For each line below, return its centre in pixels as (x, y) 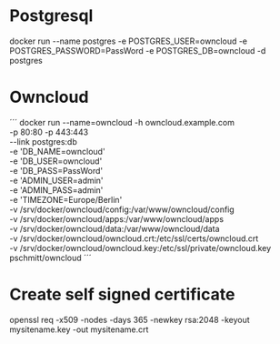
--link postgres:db (43, 141)
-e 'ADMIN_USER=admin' (56, 180)
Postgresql (51, 16)
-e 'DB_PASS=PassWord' (56, 170)
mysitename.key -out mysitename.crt (79, 329)
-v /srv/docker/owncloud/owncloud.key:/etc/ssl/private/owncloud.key (140, 248)
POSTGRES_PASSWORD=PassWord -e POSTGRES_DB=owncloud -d (138, 50)
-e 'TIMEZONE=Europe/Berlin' (66, 199)
